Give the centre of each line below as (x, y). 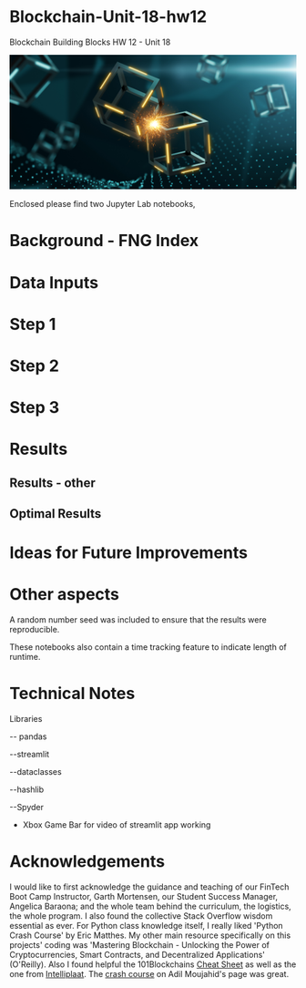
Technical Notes (72, 694)
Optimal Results (56, 514)
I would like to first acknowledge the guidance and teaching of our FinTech (149, 887)
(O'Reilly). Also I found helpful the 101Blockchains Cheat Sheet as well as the (153, 964)
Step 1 (33, 324)
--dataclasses (36, 772)
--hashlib (27, 789)
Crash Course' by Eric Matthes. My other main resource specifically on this (150, 935)
